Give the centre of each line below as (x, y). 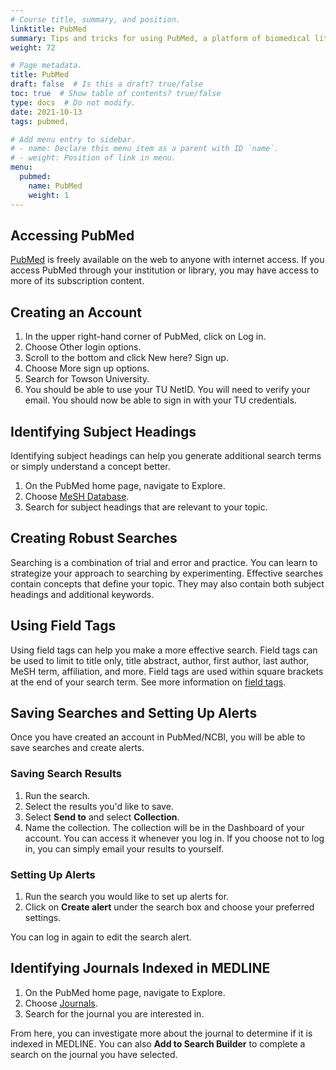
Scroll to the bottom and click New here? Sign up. (126, 358)
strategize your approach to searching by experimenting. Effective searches (166, 573)
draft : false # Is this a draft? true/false (106, 84)
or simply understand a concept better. (90, 466)
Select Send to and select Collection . (102, 817)
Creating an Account (76, 312)
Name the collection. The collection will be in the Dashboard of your (164, 827)
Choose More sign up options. (87, 368)
